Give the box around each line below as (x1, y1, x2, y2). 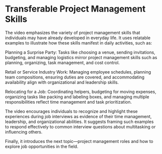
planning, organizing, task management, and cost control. (5, 60, 120, 65)
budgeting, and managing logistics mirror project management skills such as (5, 54, 157, 60)
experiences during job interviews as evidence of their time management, (5, 113, 152, 119)
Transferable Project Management (5, 3, 146, 15)
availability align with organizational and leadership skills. (5, 79, 119, 85)
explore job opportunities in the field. (5, 143, 78, 149)
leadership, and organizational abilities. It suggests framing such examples (5, 119, 154, 124)
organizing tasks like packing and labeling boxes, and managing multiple (5, 93, 149, 100)
